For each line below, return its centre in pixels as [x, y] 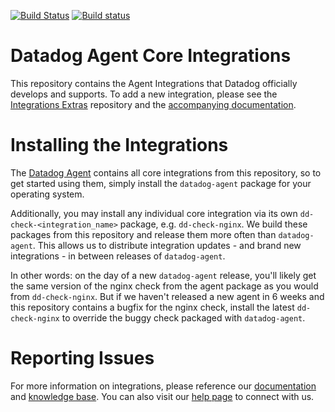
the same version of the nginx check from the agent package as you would [164, 286]
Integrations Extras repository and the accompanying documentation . [153, 104]
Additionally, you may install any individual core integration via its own [154, 213]
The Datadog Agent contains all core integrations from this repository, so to [166, 172]
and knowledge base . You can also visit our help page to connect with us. [162, 396]
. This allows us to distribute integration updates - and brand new [167, 245]
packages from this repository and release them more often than [143, 234]
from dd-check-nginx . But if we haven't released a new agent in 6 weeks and [167, 296]
